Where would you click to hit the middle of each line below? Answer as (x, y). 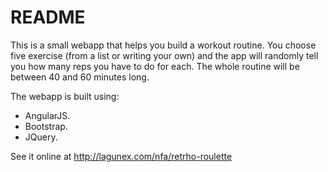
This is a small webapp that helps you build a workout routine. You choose (163, 45)
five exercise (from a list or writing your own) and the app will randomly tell (164, 55)
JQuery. (41, 137)
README (48, 17)
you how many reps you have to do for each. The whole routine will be (155, 66)
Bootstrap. (46, 126)
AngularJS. (47, 115)
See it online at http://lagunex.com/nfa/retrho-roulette (121, 156)
